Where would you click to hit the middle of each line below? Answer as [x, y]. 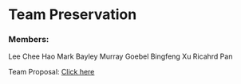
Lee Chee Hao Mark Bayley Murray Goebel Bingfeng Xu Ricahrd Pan [120, 56]
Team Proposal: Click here [51, 72]
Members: [29, 40]
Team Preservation [73, 15]
